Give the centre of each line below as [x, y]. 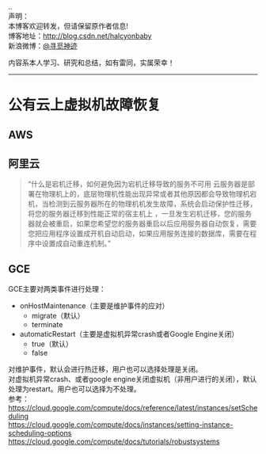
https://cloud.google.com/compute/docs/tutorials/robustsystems [114, 441]
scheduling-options [40, 433]
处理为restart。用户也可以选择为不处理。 [74, 389]
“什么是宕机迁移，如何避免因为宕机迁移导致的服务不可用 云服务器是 [137, 184]
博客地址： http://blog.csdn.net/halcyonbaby [80, 36]
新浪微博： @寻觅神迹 [43, 46]
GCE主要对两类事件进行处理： [57, 289]
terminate [47, 325]
